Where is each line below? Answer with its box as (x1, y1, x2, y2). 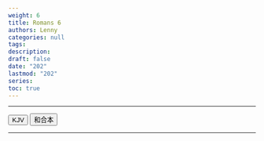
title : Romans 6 (8, 19, 61, 27)
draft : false (8, 56, 51, 63)
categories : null (8, 33, 65, 42)
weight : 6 (8, 11, 41, 20)
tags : (8, 41, 26, 49)
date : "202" (8, 63, 47, 70)
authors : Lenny (8, 26, 58, 34)
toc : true (8, 84, 41, 92)
